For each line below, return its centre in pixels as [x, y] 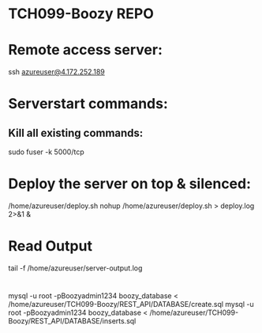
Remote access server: [86, 50]
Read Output [51, 246]
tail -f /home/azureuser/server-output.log [75, 268]
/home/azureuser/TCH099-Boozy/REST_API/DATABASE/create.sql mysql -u [131, 305]
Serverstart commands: [88, 104]
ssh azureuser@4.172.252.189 [56, 72]
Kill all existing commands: [76, 132]
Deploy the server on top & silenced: [129, 184]
